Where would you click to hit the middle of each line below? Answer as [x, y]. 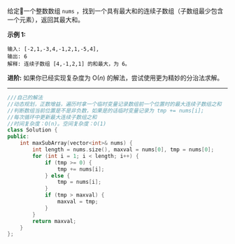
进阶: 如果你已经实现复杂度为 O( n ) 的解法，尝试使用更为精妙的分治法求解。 [115, 78]
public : [19, 137]
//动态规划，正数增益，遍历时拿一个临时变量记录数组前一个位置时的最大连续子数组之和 [114, 104]
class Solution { [33, 130]
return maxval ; [55, 221]
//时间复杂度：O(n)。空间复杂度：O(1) [57, 124]
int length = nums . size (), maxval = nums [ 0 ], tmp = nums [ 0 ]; [123, 150]
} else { [57, 175]
